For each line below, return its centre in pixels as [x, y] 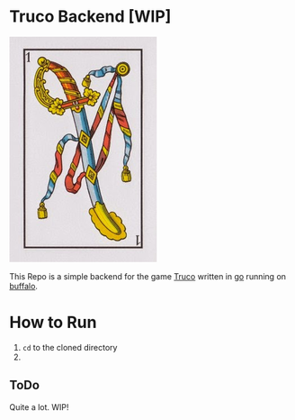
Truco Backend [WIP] [90, 17]
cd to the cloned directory [70, 347]
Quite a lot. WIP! [39, 406]
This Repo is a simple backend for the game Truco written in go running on [147, 276]
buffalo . [24, 286]
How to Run [53, 323]
